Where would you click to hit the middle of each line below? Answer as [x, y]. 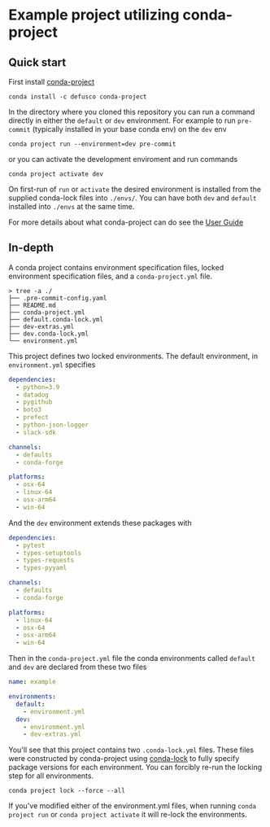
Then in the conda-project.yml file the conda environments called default [132, 659]
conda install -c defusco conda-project [78, 97]
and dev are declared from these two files [78, 667]
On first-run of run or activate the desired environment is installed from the [135, 189]
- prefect [32, 418]
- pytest [30, 545]
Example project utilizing [94, 15]
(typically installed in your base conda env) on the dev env [129, 129]
